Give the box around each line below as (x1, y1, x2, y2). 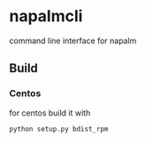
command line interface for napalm (9, 35, 137, 46)
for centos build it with (9, 108, 91, 118)
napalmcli (9, 6, 83, 26)
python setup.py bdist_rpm (9, 124, 109, 133)
